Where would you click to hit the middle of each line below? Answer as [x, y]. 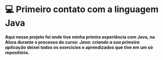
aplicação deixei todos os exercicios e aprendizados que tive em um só [79, 47]
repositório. [17, 52]
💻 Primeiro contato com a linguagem [82, 10]
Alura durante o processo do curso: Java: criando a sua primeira [72, 42]
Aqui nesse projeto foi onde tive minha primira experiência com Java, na [80, 37]
